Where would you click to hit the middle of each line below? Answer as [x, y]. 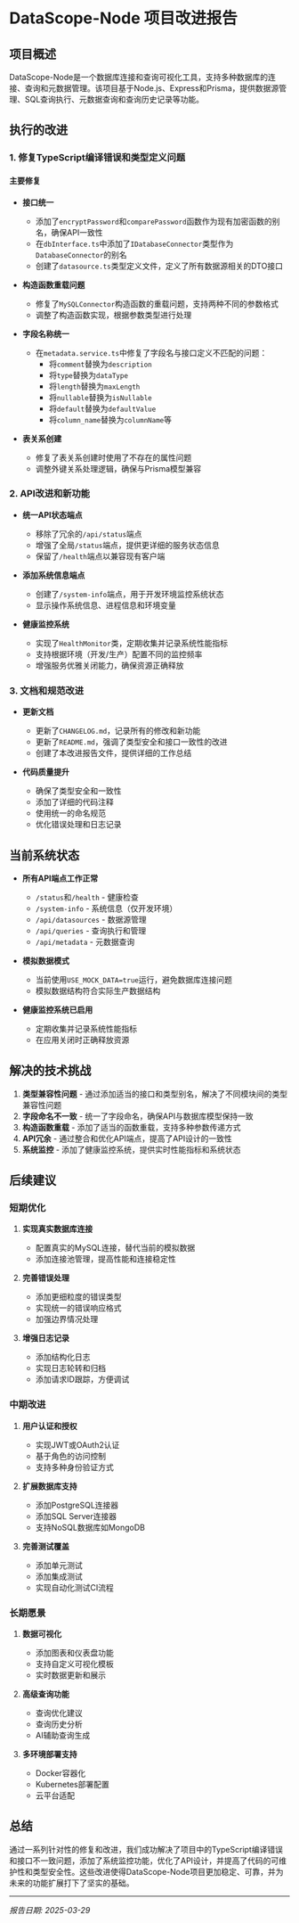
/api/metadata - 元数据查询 [85, 941]
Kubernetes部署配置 [72, 1785]
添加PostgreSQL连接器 [77, 1505]
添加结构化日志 [63, 1357]
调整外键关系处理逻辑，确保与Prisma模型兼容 [118, 468]
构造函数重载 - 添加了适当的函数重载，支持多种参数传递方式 [132, 1127]
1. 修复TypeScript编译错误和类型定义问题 [97, 158]
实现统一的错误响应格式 [78, 1308]
